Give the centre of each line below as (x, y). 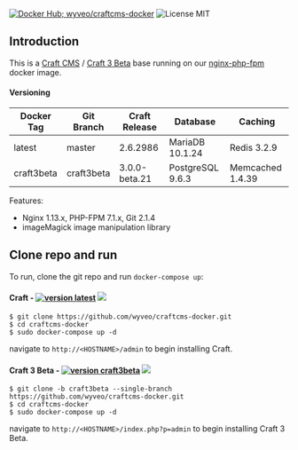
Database (195, 122)
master (81, 148)
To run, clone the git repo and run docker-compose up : (106, 276)
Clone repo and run (63, 255)
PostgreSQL (194, 168)
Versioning (30, 92)
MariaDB (187, 142)
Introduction (44, 41)
